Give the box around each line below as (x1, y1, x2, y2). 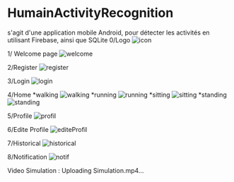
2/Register (7, 63, 37, 71)
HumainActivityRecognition (7, 5, 174, 21)
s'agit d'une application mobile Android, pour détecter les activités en (7, 28, 210, 37)
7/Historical (7, 139, 41, 147)
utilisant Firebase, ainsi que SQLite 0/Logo (7, 35, 131, 44)
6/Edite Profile (7, 125, 49, 133)
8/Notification (7, 152, 47, 161)
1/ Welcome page (7, 49, 58, 58)
